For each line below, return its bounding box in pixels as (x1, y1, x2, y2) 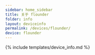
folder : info (5, 16, 33, 21)
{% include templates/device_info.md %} (5, 44, 90, 50)
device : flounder (5, 30, 42, 35)
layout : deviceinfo (5, 21, 46, 26)
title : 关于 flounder (5, 12, 49, 17)
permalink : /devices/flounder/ (5, 26, 71, 31)
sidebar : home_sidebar (5, 7, 53, 12)
